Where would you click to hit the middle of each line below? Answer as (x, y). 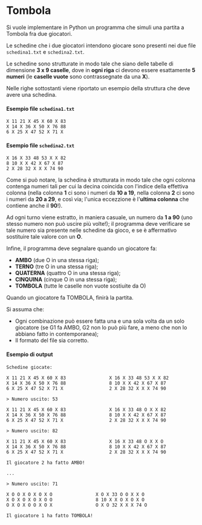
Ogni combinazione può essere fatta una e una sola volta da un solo (99, 321)
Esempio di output (30, 354)
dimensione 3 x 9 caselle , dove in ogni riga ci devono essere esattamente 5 (101, 70)
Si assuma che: (25, 309)
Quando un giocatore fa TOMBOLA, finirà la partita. (70, 298)
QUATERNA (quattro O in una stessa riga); (68, 273)
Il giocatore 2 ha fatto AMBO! (46, 463)
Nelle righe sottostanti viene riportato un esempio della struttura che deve (98, 88)
